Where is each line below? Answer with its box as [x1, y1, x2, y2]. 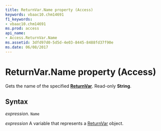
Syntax [5, 97, 28, 106]
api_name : [5, 31, 26, 36]
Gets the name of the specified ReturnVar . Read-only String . [5, 83, 132, 89]
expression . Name [5, 111, 40, 117]
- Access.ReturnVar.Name [5, 36, 57, 41]
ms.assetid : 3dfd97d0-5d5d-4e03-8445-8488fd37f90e [5, 40, 114, 45]
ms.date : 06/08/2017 [5, 45, 49, 50]
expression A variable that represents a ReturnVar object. [5, 120, 124, 126]
